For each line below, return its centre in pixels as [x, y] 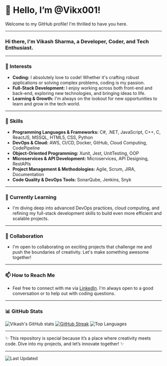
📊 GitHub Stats [24, 311]
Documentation [28, 174]
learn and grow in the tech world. [46, 103]
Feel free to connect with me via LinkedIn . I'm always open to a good [83, 288]
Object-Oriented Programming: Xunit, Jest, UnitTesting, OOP [76, 153]
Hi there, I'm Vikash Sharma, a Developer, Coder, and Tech [77, 41]
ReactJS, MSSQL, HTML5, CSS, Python [53, 137]
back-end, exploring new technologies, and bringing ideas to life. [79, 93]
